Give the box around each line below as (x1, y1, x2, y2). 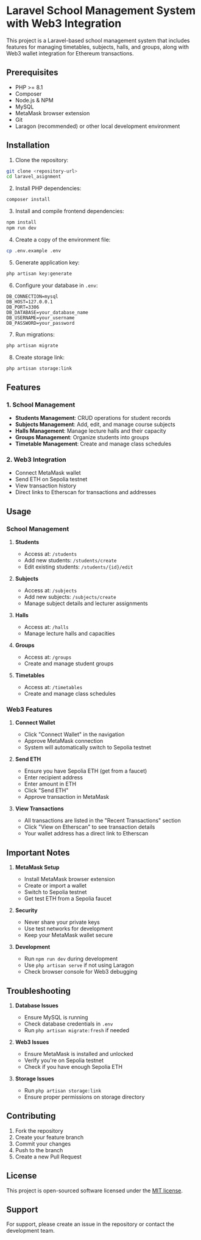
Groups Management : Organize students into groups (15, 434, 149, 441)
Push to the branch (15, 1146, 63, 1153)
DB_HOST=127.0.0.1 (6, 299, 53, 305)
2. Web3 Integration (6, 455, 67, 464)
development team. (6, 1227, 55, 1235)
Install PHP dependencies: (15, 185, 82, 192)
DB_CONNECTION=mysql (6, 293, 59, 299)
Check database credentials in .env (24, 1020, 113, 1027)
